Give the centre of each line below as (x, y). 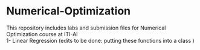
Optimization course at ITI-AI (42, 34)
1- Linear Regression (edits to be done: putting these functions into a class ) (100, 40)
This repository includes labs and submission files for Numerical (86, 28)
